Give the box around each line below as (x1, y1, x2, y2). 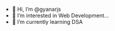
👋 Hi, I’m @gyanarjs (11, 6, 62, 13)
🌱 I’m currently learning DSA (11, 18, 83, 25)
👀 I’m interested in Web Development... (11, 12, 110, 19)
